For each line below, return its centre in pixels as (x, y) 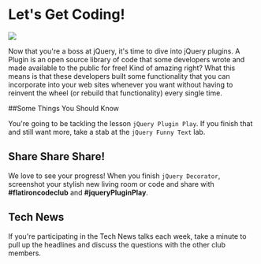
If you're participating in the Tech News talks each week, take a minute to (127, 236)
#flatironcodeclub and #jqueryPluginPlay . (78, 192)
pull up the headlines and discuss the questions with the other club (117, 244)
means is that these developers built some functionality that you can (119, 76)
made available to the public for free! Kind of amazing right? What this (122, 68)
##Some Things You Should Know (64, 108)
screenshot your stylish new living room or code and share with (111, 184)
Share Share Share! (56, 156)
